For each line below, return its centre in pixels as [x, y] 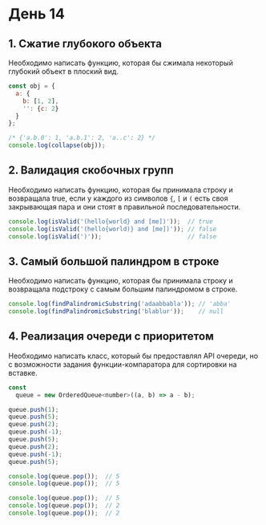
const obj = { [32, 86]
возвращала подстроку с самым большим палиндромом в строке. [123, 289]
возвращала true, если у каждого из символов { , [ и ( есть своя [118, 198]
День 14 [37, 14]
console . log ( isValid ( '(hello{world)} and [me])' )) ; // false [113, 229]
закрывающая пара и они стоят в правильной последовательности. [125, 206]
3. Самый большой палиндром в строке [114, 261]
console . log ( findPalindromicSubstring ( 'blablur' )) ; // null [116, 311]
